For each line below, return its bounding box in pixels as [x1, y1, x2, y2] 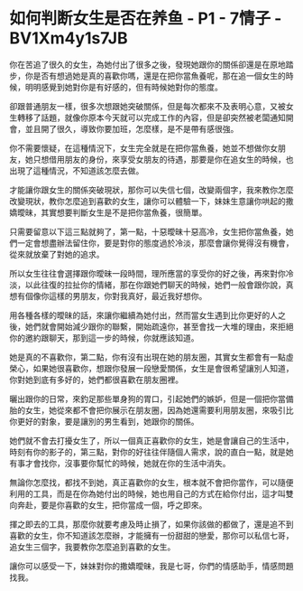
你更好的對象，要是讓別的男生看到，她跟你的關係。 [9, 416, 199, 427]
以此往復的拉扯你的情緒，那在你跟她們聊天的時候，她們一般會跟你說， [24, 279, 286, 290]
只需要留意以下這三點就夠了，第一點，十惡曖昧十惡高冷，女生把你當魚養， [9, 226, 286, 237]
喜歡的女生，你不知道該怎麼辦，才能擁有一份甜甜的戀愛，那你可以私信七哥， [9, 530, 294, 540]
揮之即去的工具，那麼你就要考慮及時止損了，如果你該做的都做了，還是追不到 [9, 519, 294, 530]
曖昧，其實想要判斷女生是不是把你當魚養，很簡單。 [16, 207, 207, 218]
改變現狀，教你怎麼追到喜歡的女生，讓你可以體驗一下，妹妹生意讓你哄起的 [9, 195, 286, 206]
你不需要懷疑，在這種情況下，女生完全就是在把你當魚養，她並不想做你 [9, 142, 271, 154]
